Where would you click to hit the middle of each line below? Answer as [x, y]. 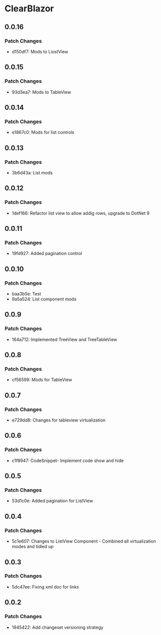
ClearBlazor [29, 9]
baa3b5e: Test [26, 294]
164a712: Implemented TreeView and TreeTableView [64, 339]
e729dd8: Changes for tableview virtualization [59, 420]
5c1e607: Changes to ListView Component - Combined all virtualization [84, 541]
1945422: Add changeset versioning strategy [58, 627]
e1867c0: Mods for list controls [43, 132]
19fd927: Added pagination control [47, 254]
